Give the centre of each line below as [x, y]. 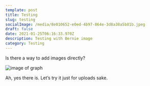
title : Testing [22, 15]
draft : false [19, 29]
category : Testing [25, 44]
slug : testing [20, 19]
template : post [22, 10]
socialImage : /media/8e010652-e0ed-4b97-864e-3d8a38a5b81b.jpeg [75, 24]
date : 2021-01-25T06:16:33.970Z [40, 34]
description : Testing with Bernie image [49, 39]
